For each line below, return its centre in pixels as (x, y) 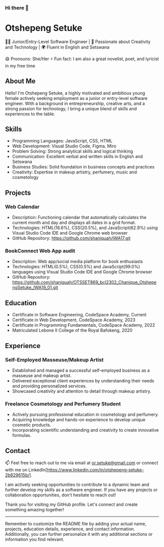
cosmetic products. (31, 425)
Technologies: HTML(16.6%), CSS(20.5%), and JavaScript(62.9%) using (85, 228)
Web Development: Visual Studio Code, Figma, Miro (64, 146)
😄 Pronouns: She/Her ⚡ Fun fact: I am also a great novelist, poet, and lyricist (82, 59)
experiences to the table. (30, 114)
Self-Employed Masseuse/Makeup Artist (54, 359)
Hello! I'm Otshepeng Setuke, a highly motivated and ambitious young (75, 93)
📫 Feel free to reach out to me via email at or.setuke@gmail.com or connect (82, 463)
